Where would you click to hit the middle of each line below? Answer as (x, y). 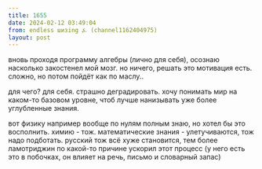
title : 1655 (27, 15)
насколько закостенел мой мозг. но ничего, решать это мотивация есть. (130, 68)
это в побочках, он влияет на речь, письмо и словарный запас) (115, 157)
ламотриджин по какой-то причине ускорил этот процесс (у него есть (127, 149)
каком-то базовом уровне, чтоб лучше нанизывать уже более (113, 100)
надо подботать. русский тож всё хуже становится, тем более (113, 140)
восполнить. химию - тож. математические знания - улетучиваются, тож (131, 132)
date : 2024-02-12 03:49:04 (52, 23)
